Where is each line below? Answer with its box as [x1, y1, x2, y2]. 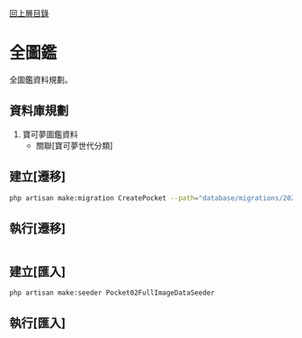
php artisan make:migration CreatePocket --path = [9, 193, 200, 203]
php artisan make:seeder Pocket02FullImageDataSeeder [9, 288, 216, 297]
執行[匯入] [9, 315, 66, 331]
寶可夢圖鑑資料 [22, 129, 78, 140]
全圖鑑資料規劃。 [9, 74, 73, 85]
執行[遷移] [9, 220, 66, 236]
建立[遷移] [9, 169, 66, 185]
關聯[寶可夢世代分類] [35, 140, 113, 151]
